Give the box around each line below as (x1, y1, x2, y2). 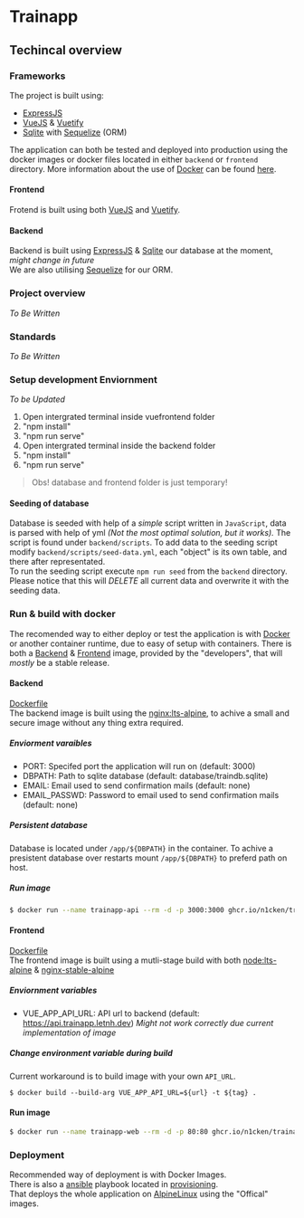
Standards (9, 330, 57, 343)
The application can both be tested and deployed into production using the (9, 144, 288, 155)
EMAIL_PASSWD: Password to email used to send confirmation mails (22, 789, 280, 800)
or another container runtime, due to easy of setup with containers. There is (9, 638, 292, 649)
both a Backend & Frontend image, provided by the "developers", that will (9, 647, 283, 658)
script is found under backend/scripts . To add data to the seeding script (9, 537, 278, 548)
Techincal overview (9, 43, 122, 58)
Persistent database (9, 820, 89, 831)
